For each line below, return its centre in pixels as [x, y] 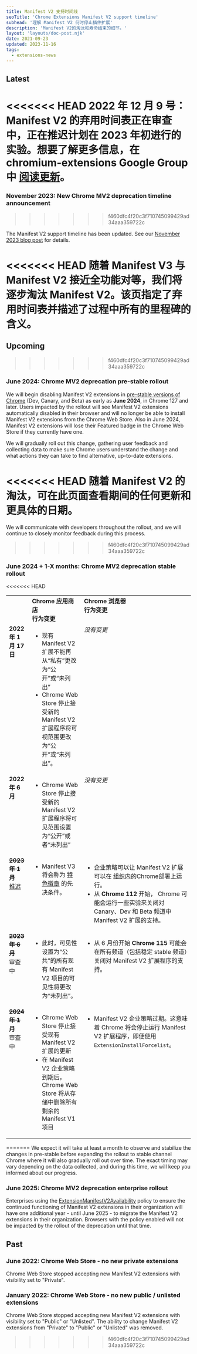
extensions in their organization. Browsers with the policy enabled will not [95, 1220]
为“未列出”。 [59, 996]
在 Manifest [58, 1060]
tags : [13, 50]
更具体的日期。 [42, 510]
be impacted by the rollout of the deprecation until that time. [79, 1226]
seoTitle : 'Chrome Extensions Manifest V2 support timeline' [82, 17]
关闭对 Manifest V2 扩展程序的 [135, 961]
